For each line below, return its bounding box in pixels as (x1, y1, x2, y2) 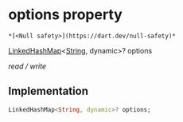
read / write (8, 61, 46, 71)
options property (8, 6, 123, 24)
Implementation (8, 85, 89, 98)
